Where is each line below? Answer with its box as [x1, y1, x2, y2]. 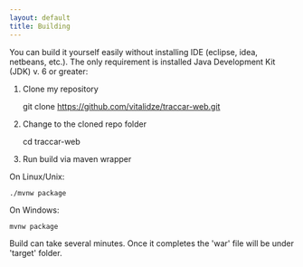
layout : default [9, 13, 71, 23]
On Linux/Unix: [9, 171, 65, 182]
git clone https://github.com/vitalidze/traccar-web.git [22, 100, 221, 111]
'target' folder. [9, 247, 62, 258]
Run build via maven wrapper [22, 153, 132, 164]
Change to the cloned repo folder [22, 119, 147, 129]
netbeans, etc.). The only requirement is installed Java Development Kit [9, 56, 276, 67]
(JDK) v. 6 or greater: [9, 65, 89, 77]
